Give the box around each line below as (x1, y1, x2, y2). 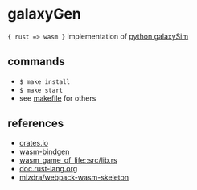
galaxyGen (7, 5, 82, 23)
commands (7, 55, 65, 68)
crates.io (18, 138, 49, 147)
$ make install (18, 77, 71, 85)
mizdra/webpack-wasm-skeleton (18, 172, 129, 182)
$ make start (18, 86, 64, 94)
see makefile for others (18, 93, 96, 103)
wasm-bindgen (18, 147, 70, 156)
